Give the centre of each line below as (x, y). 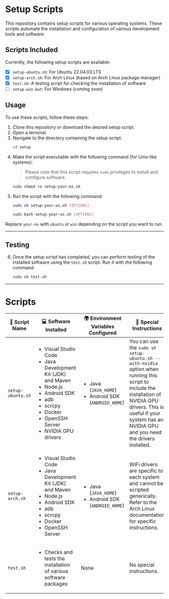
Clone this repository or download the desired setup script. (73, 127)
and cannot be (146, 483)
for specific (143, 521)
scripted (139, 489)
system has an (146, 419)
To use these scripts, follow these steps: (47, 117)
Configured (103, 333)
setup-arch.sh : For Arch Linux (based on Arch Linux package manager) (87, 77)
